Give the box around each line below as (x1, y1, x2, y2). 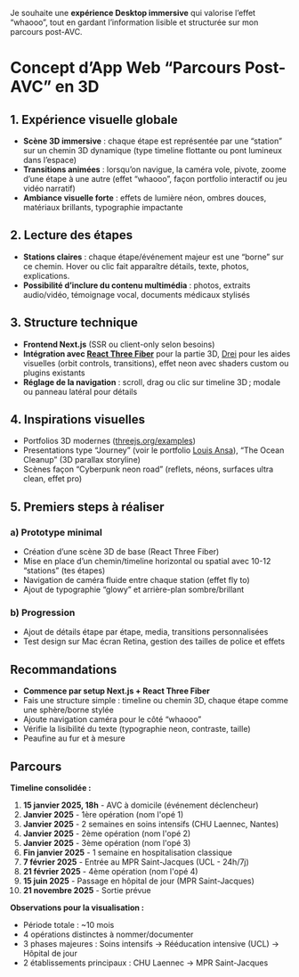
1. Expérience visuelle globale (10, 111, 179, 127)
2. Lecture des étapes (10, 227, 133, 243)
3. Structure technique (10, 316, 139, 331)
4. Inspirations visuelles (10, 412, 146, 427)
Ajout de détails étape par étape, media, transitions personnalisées (22, 627, 269, 637)
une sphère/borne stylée (22, 704, 114, 716)
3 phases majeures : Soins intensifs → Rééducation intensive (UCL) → (22, 939, 279, 949)
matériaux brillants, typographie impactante (22, 202, 183, 212)
